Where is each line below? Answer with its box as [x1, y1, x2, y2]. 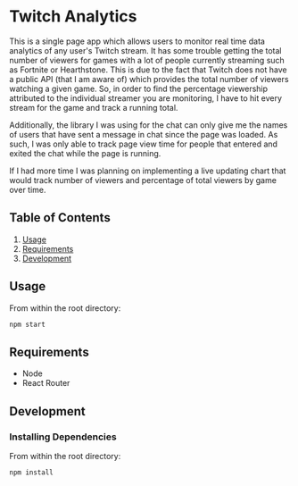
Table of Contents [9, 210, 112, 225]
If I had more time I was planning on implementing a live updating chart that [9, 165, 286, 176]
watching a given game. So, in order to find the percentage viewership [9, 83, 269, 94]
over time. [9, 184, 46, 195]
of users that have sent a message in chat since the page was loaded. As [9, 129, 278, 139]
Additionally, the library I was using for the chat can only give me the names [9, 119, 288, 130]
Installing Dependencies [9, 431, 118, 443]
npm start [9, 320, 46, 329]
